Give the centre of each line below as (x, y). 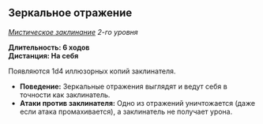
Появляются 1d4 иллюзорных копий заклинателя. (92, 71)
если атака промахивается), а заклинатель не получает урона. (126, 111)
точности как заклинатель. (65, 95)
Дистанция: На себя (43, 55)
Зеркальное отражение (70, 13)
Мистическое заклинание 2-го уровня (73, 32)
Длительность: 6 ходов (49, 47)
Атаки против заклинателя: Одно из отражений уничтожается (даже (137, 103)
